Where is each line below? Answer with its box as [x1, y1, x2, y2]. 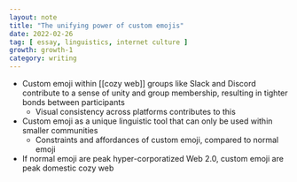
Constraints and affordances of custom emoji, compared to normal [35, 134, 279, 145]
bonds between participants [21, 97, 126, 107]
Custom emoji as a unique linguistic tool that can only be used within [21, 116, 273, 126]
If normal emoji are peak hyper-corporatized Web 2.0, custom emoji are [21, 154, 284, 163]
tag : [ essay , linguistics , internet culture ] [9, 37, 189, 47]
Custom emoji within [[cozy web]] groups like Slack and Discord [21, 79, 257, 88]
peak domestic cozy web [21, 163, 114, 173]
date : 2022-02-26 [9, 29, 74, 38]
